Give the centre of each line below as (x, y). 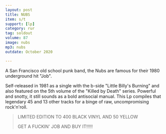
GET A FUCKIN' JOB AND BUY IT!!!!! (55, 126)
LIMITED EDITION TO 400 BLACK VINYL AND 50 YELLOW (78, 116)
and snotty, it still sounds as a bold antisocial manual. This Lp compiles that (83, 96)
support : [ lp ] (20, 24)
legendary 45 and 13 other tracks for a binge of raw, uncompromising (77, 101)
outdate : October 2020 (29, 52)
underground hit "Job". (28, 76)
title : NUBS (18, 15)
